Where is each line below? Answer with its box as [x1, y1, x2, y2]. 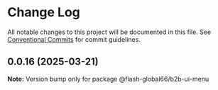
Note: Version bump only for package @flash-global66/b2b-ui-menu [7, 74, 209, 83]
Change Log [7, 4, 80, 21]
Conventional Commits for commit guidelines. [7, 35, 141, 43]
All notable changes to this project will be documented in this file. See [7, 28, 212, 36]
